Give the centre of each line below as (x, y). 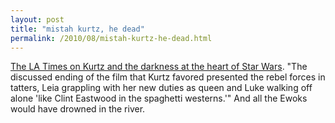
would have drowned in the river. (78, 109)
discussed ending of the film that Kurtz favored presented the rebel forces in (168, 77)
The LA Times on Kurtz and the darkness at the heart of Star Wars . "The (159, 67)
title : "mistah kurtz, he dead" (77, 29)
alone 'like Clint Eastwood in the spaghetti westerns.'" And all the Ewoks (159, 98)
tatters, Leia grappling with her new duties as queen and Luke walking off (161, 88)
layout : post (37, 19)
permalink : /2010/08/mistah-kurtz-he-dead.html (111, 38)
